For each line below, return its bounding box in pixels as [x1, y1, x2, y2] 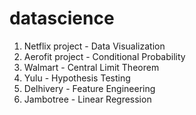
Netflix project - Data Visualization [23, 40, 166, 52]
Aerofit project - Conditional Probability [23, 50, 186, 62]
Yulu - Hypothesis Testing [23, 72, 131, 84]
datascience [9, 7, 115, 30]
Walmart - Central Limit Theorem [23, 61, 160, 73]
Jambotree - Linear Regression [23, 93, 152, 105]
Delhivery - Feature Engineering [23, 82, 156, 94]
